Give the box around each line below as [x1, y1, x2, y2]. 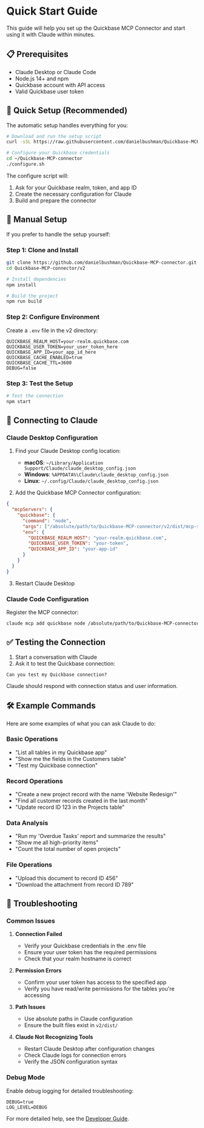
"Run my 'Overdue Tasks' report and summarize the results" [15, 833, 166, 840]
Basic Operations [6, 735, 58, 743]
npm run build [6, 298, 42, 304]
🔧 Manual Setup [6, 215, 67, 225]
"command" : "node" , [22, 518, 72, 524]
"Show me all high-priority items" [15, 839, 99, 846]
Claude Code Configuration [6, 594, 89, 603]
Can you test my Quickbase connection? [6, 672, 107, 678]
